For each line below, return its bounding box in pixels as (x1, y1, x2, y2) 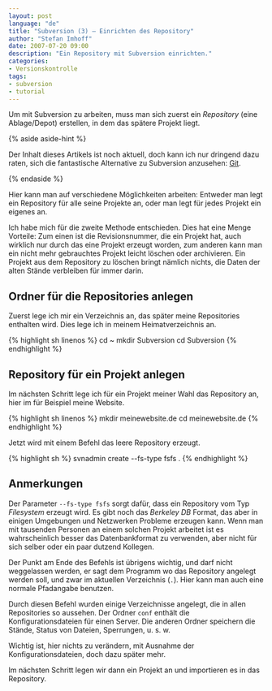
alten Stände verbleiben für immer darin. (8, 266, 144, 276)
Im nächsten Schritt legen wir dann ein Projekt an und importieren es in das (8, 665, 260, 675)
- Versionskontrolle (8, 65, 79, 73)
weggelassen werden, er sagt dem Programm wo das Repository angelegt (8, 566, 257, 576)
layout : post (8, 11, 53, 20)
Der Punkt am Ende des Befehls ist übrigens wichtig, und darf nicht (8, 557, 233, 567)
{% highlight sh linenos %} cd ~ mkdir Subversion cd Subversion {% (8, 335, 237, 345)
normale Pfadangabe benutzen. (8, 583, 114, 593)
